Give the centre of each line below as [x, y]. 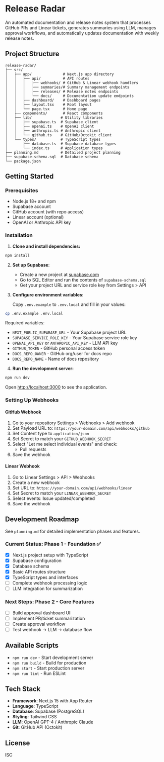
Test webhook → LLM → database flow [52, 629]
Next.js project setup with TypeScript [50, 555]
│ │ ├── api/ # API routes [48, 78]
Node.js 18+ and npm [34, 201]
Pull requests [33, 449]
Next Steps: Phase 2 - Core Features [50, 602]
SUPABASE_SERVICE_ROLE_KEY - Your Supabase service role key [75, 338]
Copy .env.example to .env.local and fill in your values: [69, 304]
